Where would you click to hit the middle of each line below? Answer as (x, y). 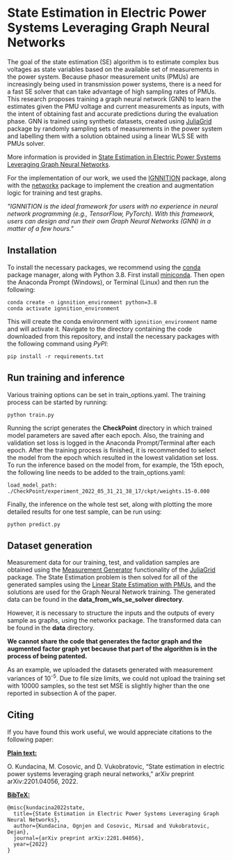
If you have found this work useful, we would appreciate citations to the (110, 732)
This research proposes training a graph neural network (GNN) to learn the (114, 98)
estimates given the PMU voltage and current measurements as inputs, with (116, 106)
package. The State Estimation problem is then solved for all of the (103, 577)
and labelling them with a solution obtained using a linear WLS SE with (108, 136)
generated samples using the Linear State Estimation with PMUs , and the (112, 585)
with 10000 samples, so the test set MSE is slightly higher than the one (109, 686)
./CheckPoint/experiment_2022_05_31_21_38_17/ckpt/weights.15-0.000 (109, 491)
